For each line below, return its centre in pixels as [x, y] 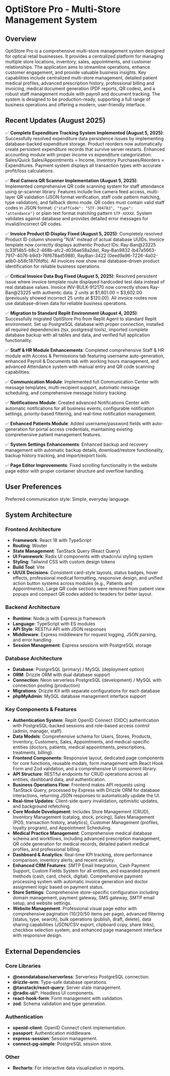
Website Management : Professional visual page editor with [75, 908]
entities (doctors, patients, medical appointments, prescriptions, [79, 747]
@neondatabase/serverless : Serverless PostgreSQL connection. [81, 977]
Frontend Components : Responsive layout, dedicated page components [88, 758]
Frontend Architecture [33, 529]
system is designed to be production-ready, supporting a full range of [78, 99]
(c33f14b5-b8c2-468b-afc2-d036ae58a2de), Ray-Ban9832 [68, 250]
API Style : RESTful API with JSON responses [59, 629]
